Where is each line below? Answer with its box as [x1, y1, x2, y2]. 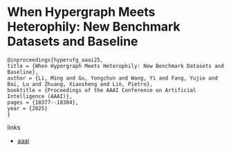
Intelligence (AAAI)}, [7, 93, 73, 100]
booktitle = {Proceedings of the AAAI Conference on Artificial [7, 87, 196, 94]
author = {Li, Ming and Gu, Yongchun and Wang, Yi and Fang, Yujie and [7, 74, 218, 82]
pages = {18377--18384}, [7, 98, 79, 106]
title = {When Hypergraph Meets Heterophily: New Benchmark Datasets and [7, 62, 225, 69]
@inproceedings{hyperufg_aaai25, [7, 56, 104, 63]
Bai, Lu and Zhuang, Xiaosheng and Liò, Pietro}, [7, 80, 154, 87]
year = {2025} [7, 105, 48, 112]
